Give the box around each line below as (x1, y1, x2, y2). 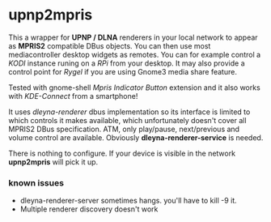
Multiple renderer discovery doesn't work (19, 204, 159, 214)
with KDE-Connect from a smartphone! (8, 91, 138, 100)
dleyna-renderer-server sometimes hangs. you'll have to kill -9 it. (19, 196, 237, 206)
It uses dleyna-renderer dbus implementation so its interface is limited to (8, 107, 251, 117)
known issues (8, 177, 65, 188)
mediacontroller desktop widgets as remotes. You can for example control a (8, 49, 261, 59)
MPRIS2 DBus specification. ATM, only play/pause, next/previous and (8, 124, 240, 134)
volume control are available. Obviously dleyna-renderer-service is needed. (8, 132, 264, 143)
